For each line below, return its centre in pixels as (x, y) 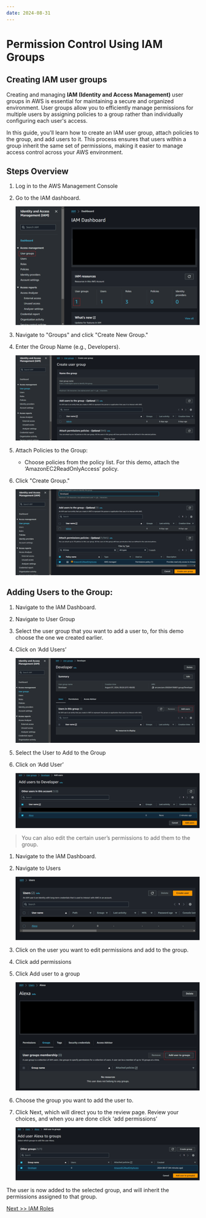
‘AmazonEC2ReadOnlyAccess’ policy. (71, 469)
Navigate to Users (38, 868)
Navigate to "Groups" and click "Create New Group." (82, 335)
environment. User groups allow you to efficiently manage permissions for (100, 107)
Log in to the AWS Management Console (67, 186)
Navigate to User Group (45, 619)
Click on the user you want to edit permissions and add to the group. (102, 950)
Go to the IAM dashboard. (48, 198)
